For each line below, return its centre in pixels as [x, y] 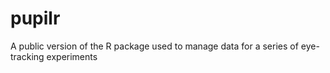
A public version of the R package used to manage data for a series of [154, 46]
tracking [27, 56]
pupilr [35, 18]
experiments [72, 56]
